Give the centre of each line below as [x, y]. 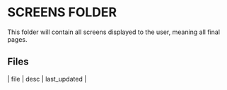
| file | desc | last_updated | [47, 79]
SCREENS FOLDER [62, 12]
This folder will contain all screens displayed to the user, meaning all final [114, 32]
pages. [17, 39]
